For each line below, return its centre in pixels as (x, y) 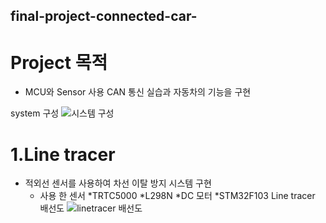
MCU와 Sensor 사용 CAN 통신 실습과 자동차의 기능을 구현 (138, 92)
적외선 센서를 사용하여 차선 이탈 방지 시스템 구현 (118, 183)
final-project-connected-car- (104, 16)
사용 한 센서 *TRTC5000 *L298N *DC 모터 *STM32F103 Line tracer (177, 196)
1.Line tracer (63, 154)
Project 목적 (59, 62)
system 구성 (35, 113)
